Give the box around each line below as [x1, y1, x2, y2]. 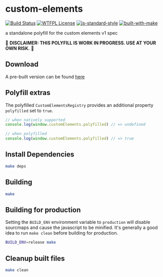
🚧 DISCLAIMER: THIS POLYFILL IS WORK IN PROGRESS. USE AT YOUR [5, 39, 156, 46]
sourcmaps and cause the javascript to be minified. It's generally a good [5, 224, 158, 230]
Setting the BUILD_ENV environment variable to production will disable [5, 219, 150, 225]
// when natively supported [5, 117, 66, 123]
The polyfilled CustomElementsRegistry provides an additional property [5, 102, 154, 108]
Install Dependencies [5, 150, 74, 159]
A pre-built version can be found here [5, 74, 85, 80]
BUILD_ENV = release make [5, 240, 56, 245]
